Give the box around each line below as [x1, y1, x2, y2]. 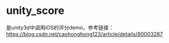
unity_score [6, 4, 65, 17]
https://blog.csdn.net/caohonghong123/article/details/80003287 [6, 30, 163, 37]
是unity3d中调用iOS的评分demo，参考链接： [6, 24, 114, 31]
